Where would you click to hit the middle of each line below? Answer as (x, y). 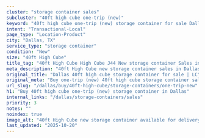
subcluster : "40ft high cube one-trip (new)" (65, 18)
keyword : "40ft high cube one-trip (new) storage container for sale (97, 23)
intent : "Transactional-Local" (46, 29)
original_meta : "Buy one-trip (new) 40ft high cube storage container (98, 80)
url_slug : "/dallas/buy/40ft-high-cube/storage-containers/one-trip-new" (102, 86)
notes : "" (19, 108)
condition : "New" (28, 52)
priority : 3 (21, 103)
